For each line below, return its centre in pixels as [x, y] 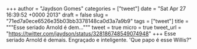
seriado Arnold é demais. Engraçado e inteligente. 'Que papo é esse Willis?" [99, 40]
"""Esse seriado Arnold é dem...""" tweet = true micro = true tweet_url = [94, 27]
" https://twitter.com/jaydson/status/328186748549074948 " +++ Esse [91, 34]
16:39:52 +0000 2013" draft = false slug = [57, 15]
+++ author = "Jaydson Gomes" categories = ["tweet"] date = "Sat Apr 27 [96, 9]
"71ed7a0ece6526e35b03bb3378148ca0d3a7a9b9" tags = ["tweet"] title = [98, 21]
